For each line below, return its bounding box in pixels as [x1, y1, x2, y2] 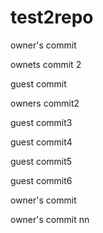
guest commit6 [10, 174, 73, 186]
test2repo [10, 6, 94, 29]
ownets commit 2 [10, 58, 82, 70]
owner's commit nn [10, 213, 90, 225]
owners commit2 [10, 97, 80, 109]
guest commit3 [10, 116, 73, 128]
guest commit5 [10, 155, 73, 167]
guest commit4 [10, 136, 73, 148]
